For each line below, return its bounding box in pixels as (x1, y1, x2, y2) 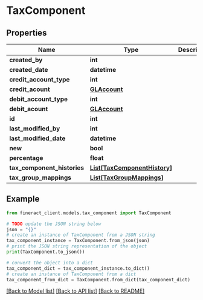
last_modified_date (9, 134, 66, 142)
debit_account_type (9, 95, 68, 103)
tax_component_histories (9, 164, 85, 172)
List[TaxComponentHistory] (89, 164, 172, 172)
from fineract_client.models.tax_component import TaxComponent (6, 209, 172, 216)
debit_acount (9, 105, 48, 113)
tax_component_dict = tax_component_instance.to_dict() (6, 265, 150, 272)
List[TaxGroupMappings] (89, 173, 164, 182)
